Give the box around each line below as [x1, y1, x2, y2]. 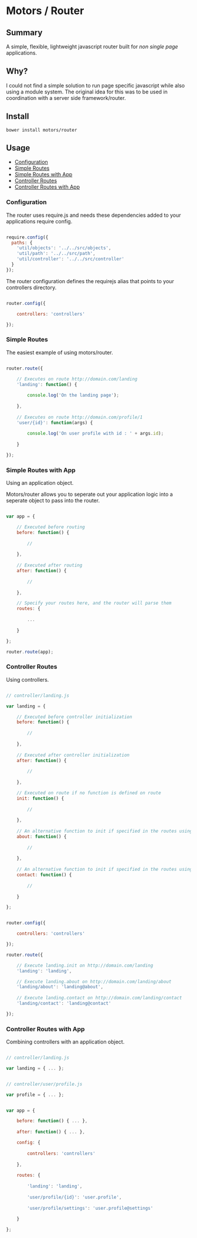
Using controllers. [6, 676, 49, 683]
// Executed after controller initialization [16, 752, 130, 758]
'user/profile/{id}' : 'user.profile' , [27, 1194, 122, 1200]
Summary [6, 28, 43, 38]
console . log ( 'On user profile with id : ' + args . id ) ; [27, 431, 164, 437]
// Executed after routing [16, 562, 83, 568]
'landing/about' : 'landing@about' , [16, 984, 104, 990]
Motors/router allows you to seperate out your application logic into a [6, 491, 173, 498]
